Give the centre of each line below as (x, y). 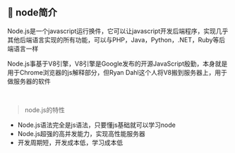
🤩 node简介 (32, 13)
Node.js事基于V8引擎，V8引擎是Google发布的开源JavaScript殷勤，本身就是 (117, 63)
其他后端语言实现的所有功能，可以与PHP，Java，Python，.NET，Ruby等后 (116, 39)
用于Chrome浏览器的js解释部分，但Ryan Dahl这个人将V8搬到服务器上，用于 (117, 72)
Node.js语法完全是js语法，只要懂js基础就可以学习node (97, 125)
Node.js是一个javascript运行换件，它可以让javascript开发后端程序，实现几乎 (118, 31)
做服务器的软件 (29, 81)
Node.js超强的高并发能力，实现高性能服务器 (82, 133)
